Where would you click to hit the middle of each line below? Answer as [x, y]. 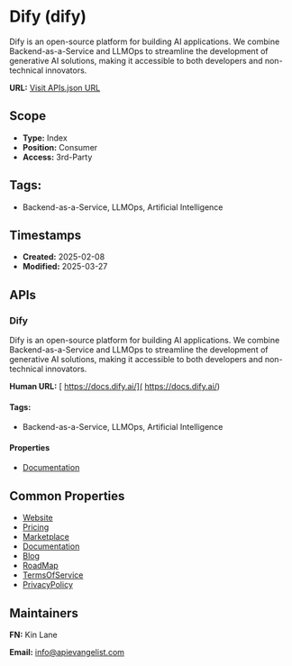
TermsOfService [53, 575]
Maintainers [44, 613]
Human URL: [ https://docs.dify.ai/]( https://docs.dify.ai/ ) [115, 387]
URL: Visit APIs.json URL [55, 87]
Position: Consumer [60, 147]
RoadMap [40, 566]
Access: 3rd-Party [57, 157]
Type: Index [45, 138]
